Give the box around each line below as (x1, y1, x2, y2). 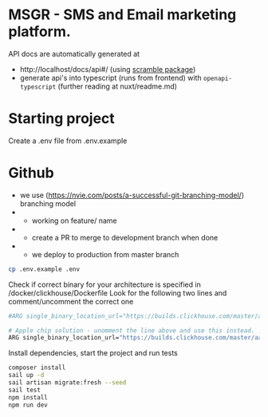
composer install (8, 363, 66, 372)
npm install (8, 393, 48, 401)
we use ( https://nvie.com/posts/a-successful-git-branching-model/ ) (19, 190, 245, 200)
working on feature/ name (31, 216, 117, 225)
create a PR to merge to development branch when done (31, 232, 219, 242)
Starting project (8, 109, 116, 128)
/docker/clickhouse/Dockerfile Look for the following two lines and (8, 288, 227, 297)
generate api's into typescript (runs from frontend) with (19, 73, 202, 82)
